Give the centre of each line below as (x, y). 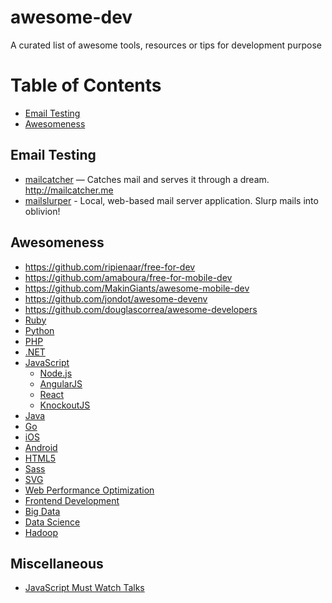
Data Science (52, 522)
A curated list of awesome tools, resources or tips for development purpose (166, 45)
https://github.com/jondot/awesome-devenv (116, 298)
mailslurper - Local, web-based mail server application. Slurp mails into (171, 200)
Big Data (42, 511)
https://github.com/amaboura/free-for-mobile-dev (128, 277)
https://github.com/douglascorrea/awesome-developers (141, 309)
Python (39, 330)
